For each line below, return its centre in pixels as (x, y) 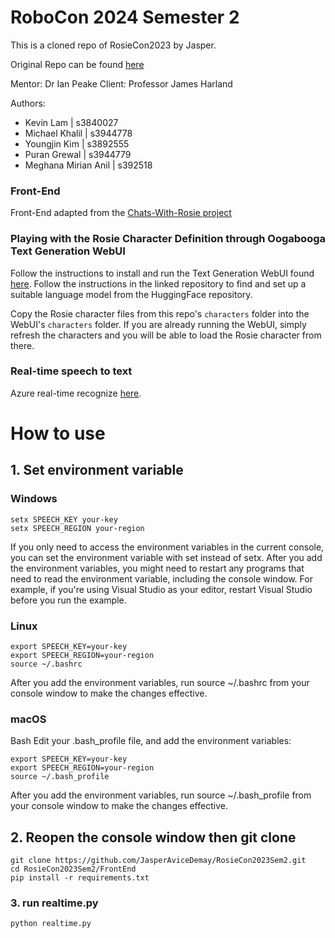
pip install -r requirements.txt (80, 878)
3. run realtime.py (54, 903)
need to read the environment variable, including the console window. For (161, 578)
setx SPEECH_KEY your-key (64, 519)
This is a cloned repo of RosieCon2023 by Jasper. (113, 45)
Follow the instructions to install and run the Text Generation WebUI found (162, 273)
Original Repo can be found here (77, 64)
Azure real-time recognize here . (76, 393)
